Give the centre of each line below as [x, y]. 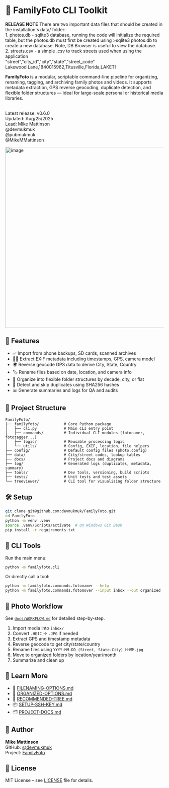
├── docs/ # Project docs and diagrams [65, 459]
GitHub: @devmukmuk [28, 747]
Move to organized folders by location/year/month [64, 655]
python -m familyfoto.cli [32, 567]
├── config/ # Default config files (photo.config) [76, 450]
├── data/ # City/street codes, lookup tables [73, 455]
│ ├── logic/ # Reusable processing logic [65, 442]
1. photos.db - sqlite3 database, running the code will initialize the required [82, 35]
